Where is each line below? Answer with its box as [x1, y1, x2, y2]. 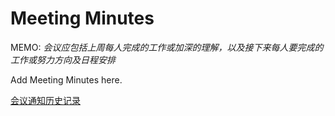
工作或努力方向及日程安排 [10, 53, 116, 66]
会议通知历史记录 [10, 94, 81, 106]
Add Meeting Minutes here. [10, 73, 123, 86]
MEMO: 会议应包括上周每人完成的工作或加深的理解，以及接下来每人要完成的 [10, 41, 324, 53]
